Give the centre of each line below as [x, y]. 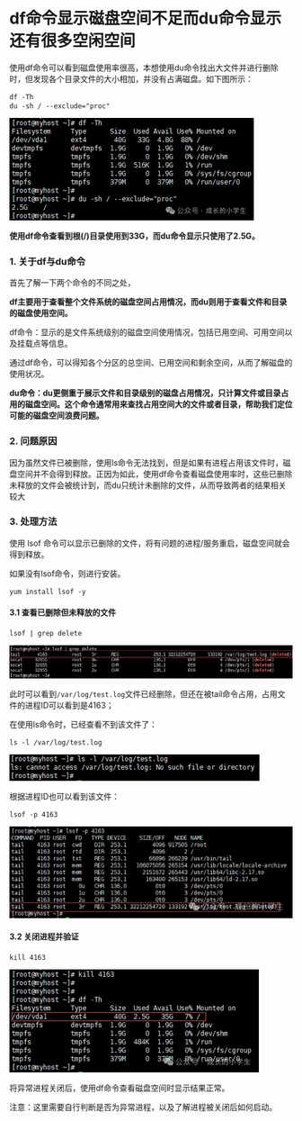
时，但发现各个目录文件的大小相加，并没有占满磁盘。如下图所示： [131, 78]
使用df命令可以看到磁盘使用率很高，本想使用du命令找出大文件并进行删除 [144, 68]
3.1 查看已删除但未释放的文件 [63, 612]
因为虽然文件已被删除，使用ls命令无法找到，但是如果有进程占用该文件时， [146, 462]
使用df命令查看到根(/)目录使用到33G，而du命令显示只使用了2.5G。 [135, 236]
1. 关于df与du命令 [48, 261]
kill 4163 [28, 958]
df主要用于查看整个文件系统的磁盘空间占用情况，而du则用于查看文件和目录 [148, 302]
